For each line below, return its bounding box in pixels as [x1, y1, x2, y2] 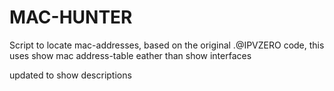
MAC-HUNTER [9, 6, 133, 29]
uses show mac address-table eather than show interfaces [9, 49, 252, 61]
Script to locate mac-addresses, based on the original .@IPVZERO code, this [9, 39, 325, 51]
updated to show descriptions [9, 69, 132, 81]
